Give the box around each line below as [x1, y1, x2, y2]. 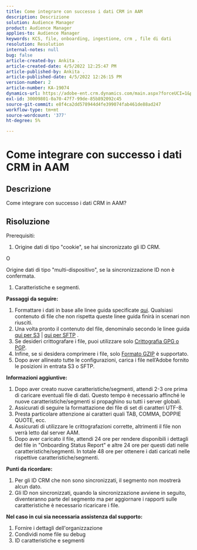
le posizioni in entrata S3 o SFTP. [14, 362, 95, 370]
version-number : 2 [6, 80, 51, 86]
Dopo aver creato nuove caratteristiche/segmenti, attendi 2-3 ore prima [14, 385, 188, 392]
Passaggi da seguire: [6, 295, 59, 302]
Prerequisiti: [6, 232, 35, 239]
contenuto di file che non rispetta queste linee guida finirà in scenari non [14, 312, 190, 320]
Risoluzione [6, 217, 50, 227]
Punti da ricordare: [6, 465, 53, 473]
